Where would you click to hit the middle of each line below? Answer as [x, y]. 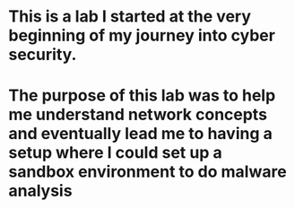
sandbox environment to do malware [148, 172]
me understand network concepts [138, 115]
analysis [40, 191]
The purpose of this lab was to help [142, 96]
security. [43, 55]
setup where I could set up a [115, 153]
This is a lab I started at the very [130, 17]
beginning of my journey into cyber [142, 35]
